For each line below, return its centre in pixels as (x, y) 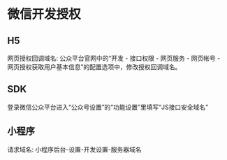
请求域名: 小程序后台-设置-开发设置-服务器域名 (74, 149)
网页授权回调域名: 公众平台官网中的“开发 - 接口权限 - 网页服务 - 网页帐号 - (114, 58)
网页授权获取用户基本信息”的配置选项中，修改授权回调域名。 (94, 67)
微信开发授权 (44, 14)
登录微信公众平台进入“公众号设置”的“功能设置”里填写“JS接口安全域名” (108, 107)
